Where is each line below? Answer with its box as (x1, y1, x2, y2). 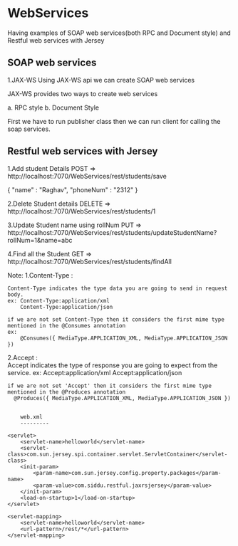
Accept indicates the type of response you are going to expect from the (7, 361, 218, 369)
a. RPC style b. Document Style (7, 103, 100, 112)
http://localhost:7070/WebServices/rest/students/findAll (7, 257, 172, 266)
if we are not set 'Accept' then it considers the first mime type (7, 382, 212, 389)
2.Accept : (7, 353, 38, 362)
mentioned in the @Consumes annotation (7, 322, 126, 329)
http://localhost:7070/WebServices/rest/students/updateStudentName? (7, 228, 217, 236)
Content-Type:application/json (20, 303, 113, 310)
